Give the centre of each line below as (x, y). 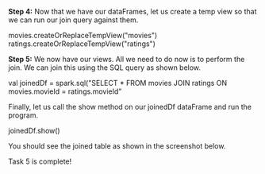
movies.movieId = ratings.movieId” (65, 91)
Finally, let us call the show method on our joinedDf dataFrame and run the (130, 107)
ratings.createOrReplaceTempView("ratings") (82, 44)
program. (23, 115)
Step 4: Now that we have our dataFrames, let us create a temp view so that (132, 12)
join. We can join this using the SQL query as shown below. (104, 68)
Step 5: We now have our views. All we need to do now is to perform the (127, 59)
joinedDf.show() (35, 131)
